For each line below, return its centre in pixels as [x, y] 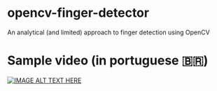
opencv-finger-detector [78, 13]
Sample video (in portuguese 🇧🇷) [108, 61]
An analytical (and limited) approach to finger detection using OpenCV [108, 32]
